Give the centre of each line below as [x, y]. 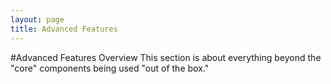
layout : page [37, 19]
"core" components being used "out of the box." [110, 68]
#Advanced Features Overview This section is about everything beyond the [166, 57]
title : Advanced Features [64, 29]
